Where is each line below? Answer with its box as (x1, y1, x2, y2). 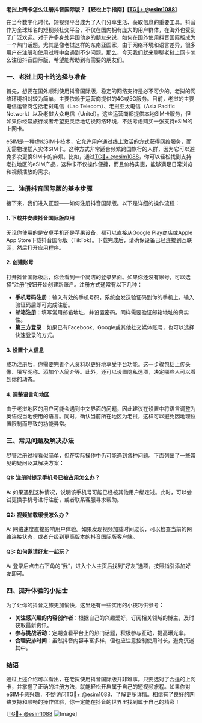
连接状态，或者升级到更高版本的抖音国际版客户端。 (11, 533, 138, 541)
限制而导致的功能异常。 (11, 420, 70, 427)
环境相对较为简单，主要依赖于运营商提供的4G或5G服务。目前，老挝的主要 (11, 95, 195, 102)
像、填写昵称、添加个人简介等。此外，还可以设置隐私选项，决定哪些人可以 (6, 368, 191, 376)
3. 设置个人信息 (6, 346, 44, 353)
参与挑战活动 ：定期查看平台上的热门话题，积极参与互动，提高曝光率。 (14, 629, 189, 636)
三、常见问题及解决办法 (6, 436, 74, 445)
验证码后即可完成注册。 (14, 301, 73, 308)
